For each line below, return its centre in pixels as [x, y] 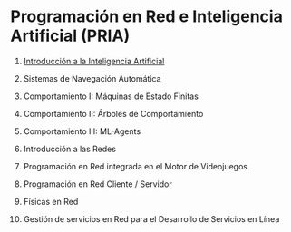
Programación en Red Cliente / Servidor [97, 184]
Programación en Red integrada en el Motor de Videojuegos [136, 166]
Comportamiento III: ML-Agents [82, 131]
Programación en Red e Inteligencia [147, 17]
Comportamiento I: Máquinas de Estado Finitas [111, 96]
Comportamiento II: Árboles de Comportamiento [113, 113]
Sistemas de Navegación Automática [92, 78]
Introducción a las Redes [70, 149]
